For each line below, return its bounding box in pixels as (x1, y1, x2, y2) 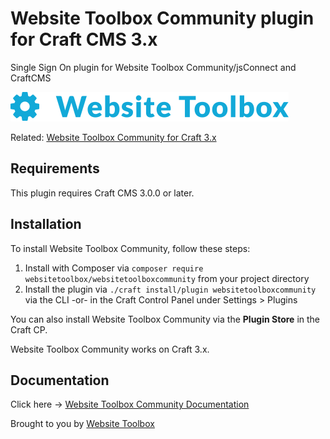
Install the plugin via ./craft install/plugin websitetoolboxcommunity (24, 283, 317, 295)
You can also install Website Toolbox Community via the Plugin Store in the (10, 313, 321, 325)
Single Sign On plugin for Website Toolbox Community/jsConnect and (10, 61, 297, 73)
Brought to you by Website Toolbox (10, 418, 155, 430)
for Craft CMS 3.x (10, 28, 158, 51)
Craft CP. (10, 323, 48, 336)
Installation (10, 216, 82, 233)
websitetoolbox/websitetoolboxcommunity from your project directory (24, 272, 310, 284)
